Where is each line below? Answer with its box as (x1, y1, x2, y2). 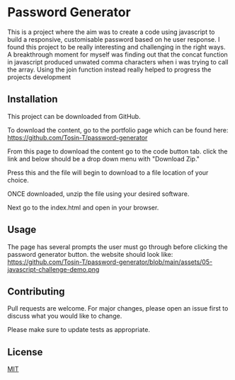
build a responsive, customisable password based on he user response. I (7, 35, 221, 43)
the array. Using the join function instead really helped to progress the (7, 65, 212, 74)
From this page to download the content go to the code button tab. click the (7, 146, 228, 156)
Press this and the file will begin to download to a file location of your (7, 168, 209, 177)
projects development (7, 72, 71, 81)
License (7, 346, 43, 358)
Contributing (7, 285, 65, 297)
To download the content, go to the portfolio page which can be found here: (7, 125, 229, 134)
